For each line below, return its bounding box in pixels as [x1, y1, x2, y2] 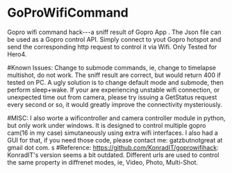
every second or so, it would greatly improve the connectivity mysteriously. [7, 100, 222, 108]
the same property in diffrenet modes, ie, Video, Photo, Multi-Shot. [7, 158, 199, 166]
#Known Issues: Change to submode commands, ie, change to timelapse [7, 63, 217, 72]
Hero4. [7, 50, 27, 58]
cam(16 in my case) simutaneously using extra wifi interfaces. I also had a [7, 129, 219, 137]
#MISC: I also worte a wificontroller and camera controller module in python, [7, 113, 226, 122]
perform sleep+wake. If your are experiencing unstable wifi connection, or [7, 85, 220, 94]
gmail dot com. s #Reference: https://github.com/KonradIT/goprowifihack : [7, 143, 219, 151]
